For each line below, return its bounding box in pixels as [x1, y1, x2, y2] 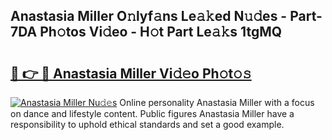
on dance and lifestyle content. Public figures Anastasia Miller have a [10, 108, 295, 119]
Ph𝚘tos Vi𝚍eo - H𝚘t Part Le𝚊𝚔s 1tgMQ [39, 24, 283, 41]
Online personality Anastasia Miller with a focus [119, 97, 315, 108]
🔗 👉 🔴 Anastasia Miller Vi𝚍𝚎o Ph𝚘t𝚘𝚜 [10, 65, 252, 82]
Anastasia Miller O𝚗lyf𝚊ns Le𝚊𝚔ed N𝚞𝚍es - [10, 8, 288, 25]
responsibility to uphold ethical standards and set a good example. [10, 119, 285, 130]
